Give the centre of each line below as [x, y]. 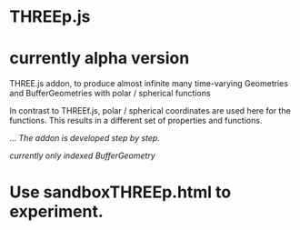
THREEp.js [50, 17]
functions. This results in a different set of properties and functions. [136, 121]
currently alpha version [100, 59]
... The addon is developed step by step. [85, 138]
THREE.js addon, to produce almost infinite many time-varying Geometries [149, 84]
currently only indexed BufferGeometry [83, 155]
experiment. [57, 212]
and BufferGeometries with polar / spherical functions [110, 94]
